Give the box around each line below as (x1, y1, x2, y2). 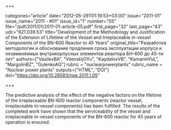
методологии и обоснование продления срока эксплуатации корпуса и (5, 45, 162, 51)
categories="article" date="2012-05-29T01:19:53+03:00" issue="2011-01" (5, 13, 162, 18)
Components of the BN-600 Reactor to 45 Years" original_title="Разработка (5, 40, 166, 46)
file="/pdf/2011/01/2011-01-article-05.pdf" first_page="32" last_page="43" (5, 23, 163, 30)
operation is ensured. (5, 119, 50, 125)
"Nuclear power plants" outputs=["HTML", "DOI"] (5, 67, 109, 73)
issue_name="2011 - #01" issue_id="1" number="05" (5, 18, 117, 24)
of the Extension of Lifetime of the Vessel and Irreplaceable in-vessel (5, 34, 151, 40)
